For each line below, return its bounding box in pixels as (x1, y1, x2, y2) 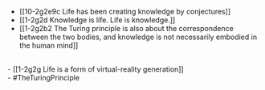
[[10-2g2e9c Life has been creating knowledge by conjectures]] (18, 7, 231, 16)
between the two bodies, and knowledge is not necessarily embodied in (18, 32, 258, 41)
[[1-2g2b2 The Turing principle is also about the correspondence (18, 24, 234, 33)
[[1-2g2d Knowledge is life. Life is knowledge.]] (18, 15, 176, 25)
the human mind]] (18, 41, 79, 50)
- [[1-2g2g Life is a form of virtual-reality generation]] (7, 65, 184, 74)
